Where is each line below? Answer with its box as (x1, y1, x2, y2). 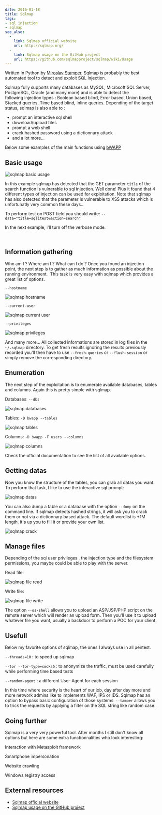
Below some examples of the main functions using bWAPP (5, 144, 121, 150)
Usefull (5, 631, 28, 640)
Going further (5, 717, 47, 725)
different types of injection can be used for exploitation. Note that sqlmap (5, 191, 151, 197)
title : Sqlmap (5, 12, 34, 16)
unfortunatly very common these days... (5, 202, 85, 208)
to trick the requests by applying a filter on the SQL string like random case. (5, 703, 156, 708)
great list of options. (5, 276, 45, 282)
